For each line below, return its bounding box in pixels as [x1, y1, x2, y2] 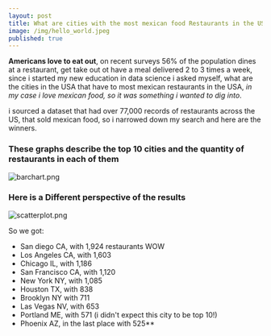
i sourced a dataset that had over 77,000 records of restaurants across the [8, 106, 256, 116]
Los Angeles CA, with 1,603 [19, 250, 111, 259]
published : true [8, 34, 63, 43]
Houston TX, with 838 [19, 284, 94, 294]
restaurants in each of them [8, 154, 119, 165]
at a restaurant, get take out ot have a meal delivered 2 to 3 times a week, [8, 65, 252, 75]
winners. [8, 123, 38, 133]
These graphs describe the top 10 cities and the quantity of [8, 143, 244, 155]
